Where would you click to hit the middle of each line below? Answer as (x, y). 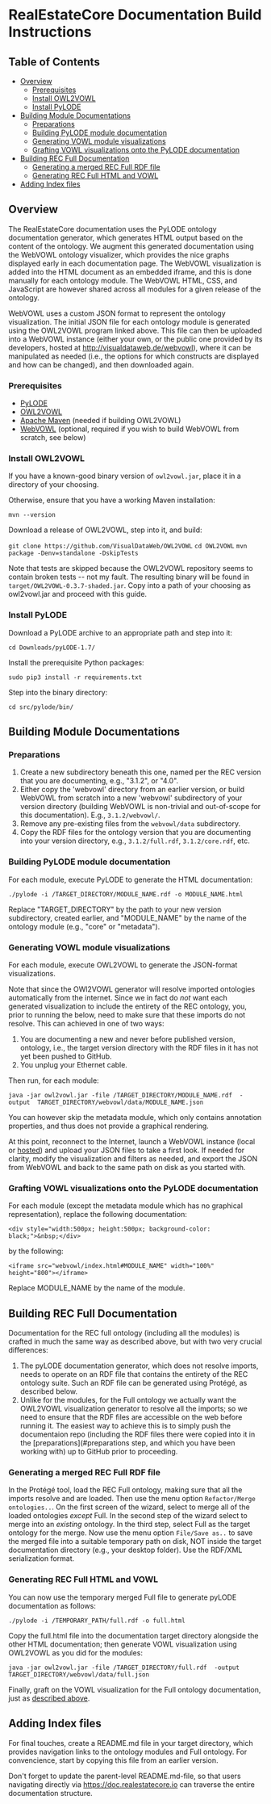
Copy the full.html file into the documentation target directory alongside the (133, 1635)
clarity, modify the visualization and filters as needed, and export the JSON (133, 1158)
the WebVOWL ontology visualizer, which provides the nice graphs (119, 254)
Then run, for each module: (54, 1080)
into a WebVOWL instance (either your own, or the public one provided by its (135, 339)
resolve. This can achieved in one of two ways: (86, 1023)
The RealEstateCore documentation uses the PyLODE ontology (113, 229)
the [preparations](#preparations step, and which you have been (127, 1443)
